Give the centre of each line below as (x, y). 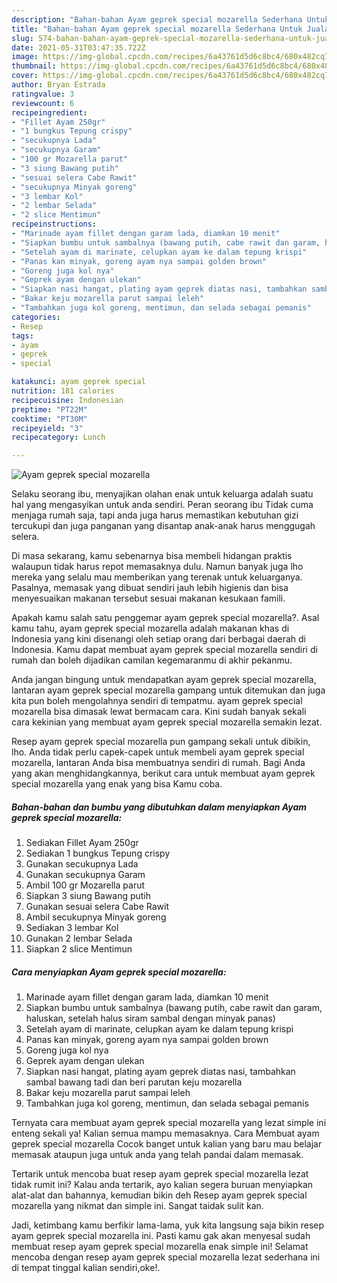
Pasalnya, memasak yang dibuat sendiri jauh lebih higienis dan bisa (150, 588)
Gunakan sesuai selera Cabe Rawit (97, 907)
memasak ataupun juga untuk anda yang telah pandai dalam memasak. (157, 1155)
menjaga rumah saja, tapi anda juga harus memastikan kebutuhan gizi (155, 515)
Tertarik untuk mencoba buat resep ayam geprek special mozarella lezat (160, 1174)
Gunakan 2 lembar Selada (79, 938)
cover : (25, 76)
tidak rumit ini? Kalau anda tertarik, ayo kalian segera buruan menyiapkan (162, 1185)
